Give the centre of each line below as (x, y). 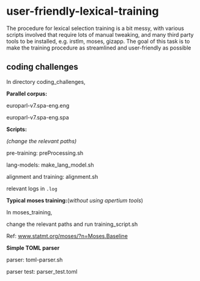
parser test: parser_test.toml (42, 271)
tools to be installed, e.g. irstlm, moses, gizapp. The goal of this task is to (98, 41)
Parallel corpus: (27, 94)
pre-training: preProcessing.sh (45, 153)
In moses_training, (29, 212)
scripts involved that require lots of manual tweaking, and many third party (100, 34)
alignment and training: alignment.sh (52, 176)
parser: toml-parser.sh (35, 260)
